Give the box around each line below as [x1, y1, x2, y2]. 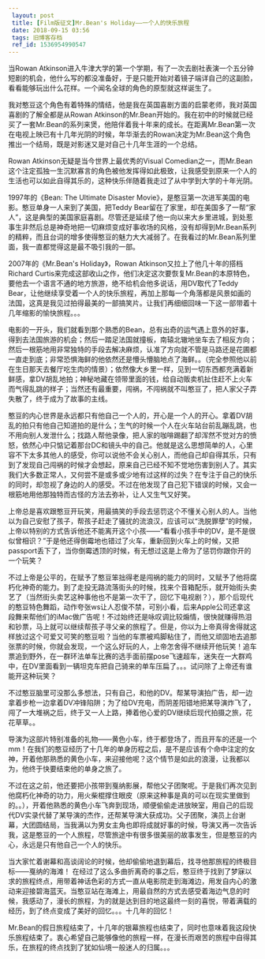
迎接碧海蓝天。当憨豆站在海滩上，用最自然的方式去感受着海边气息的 [21, 886, 243, 896]
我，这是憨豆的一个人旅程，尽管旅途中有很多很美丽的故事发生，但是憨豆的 [8, 830, 250, 840]
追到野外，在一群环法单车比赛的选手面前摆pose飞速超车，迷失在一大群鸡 [14, 652, 252, 661]
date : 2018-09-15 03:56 [11, 26, 90, 34]
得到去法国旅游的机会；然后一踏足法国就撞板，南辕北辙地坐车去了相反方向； [8, 335, 257, 344]
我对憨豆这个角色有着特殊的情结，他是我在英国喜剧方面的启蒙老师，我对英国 [8, 100, 257, 110]
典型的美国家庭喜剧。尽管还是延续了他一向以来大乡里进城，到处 [39, 212, 247, 222]
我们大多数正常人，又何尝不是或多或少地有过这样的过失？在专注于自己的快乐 [8, 470, 257, 480]
